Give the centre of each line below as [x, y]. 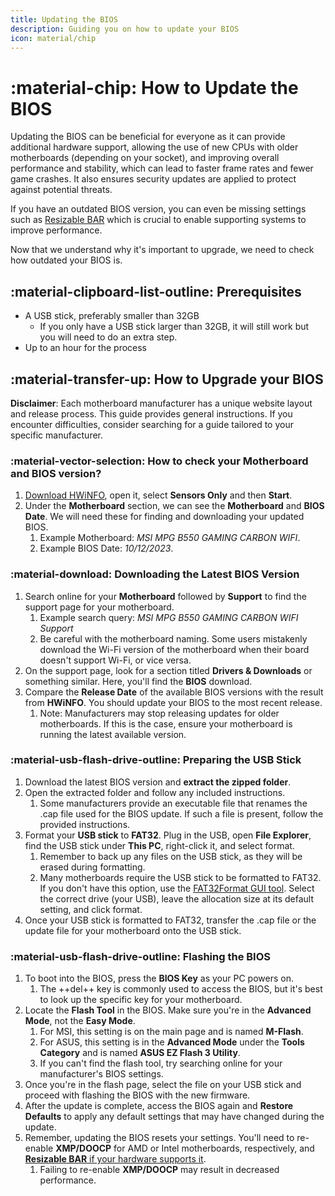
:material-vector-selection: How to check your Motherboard [159, 461]
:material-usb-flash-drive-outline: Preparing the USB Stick [156, 760]
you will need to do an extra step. [108, 337]
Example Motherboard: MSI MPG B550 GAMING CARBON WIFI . [170, 538]
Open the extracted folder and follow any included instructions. [155, 792]
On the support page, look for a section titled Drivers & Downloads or [168, 670]
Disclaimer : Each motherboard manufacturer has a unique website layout [161, 403]
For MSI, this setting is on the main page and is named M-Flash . [171, 1032]
